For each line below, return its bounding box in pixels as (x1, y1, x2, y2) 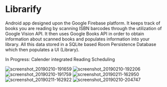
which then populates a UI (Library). (5, 46, 80, 52)
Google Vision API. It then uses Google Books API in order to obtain (5, 30, 144, 36)
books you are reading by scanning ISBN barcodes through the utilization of (5, 25, 162, 31)
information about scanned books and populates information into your (5, 36, 150, 42)
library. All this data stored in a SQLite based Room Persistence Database (5, 41, 156, 47)
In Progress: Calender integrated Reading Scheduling (5, 56, 115, 62)
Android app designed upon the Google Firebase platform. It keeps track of (5, 20, 160, 26)
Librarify (5, 3, 42, 15)
